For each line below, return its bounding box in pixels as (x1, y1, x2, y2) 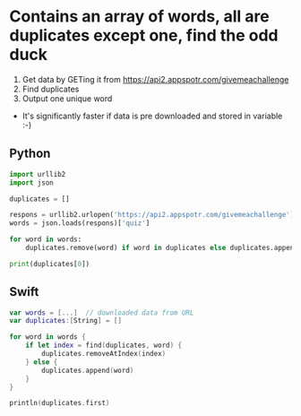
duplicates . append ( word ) (41, 366, 134, 375)
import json (9, 178, 54, 187)
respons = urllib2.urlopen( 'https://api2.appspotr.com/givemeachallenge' (9, 211, 291, 220)
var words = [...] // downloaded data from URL (9, 308, 194, 317)
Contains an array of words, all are (9, 6, 271, 27)
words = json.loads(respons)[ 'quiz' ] (9, 219, 150, 228)
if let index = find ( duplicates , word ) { (25, 341, 182, 351)
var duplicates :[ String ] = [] (9, 316, 123, 325)
